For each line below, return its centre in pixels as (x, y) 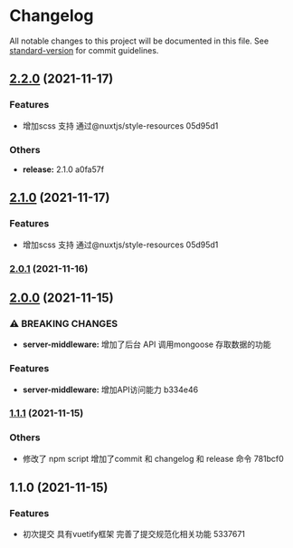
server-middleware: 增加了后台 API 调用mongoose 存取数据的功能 (146, 344)
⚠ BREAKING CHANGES (64, 323)
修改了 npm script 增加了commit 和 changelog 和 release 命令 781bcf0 (153, 458)
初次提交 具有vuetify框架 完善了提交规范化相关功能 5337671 (134, 534)
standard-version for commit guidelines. (84, 50)
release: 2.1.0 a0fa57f (63, 169)
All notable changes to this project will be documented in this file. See (139, 41)
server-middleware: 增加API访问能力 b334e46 (110, 389)
